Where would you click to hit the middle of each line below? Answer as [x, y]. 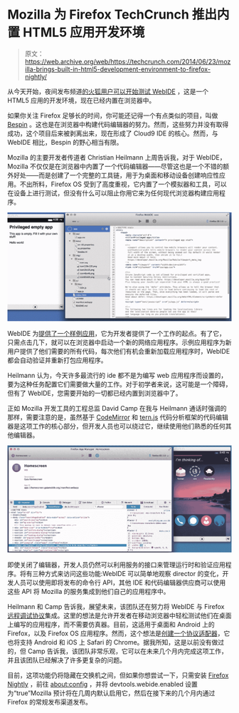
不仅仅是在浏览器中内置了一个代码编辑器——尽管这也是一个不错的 [126, 166]
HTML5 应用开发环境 [84, 32]
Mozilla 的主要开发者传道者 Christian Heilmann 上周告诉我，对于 [101, 157]
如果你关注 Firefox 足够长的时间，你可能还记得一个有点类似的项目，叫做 [113, 116]
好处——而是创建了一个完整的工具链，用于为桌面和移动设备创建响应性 [116, 175]
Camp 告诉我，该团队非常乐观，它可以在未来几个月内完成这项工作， [127, 651]
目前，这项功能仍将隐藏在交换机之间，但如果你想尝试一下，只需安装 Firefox [118, 675]
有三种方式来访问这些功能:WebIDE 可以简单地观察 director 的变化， [124, 573]
